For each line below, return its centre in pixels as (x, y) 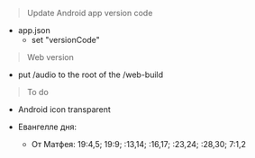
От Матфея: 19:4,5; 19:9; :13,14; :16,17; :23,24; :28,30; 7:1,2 (138, 144)
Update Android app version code (90, 13)
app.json (34, 30)
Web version (50, 57)
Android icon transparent (64, 110)
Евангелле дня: (47, 127)
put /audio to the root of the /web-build (91, 75)
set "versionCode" (66, 40)
